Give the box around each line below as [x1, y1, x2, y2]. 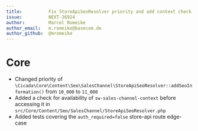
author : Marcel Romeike [6, 19, 86, 25]
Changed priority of [14, 76, 63, 83]
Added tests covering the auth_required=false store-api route [14, 113, 166, 120]
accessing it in [14, 101, 50, 108]
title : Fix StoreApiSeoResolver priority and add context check [6, 8, 192, 15]
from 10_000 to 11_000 [45, 88, 98, 95]
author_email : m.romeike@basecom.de [6, 25, 102, 31]
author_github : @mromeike [6, 31, 73, 37]
